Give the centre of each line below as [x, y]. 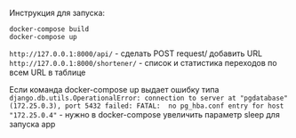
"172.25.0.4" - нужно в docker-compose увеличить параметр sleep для [144, 114]
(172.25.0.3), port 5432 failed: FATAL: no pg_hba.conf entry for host [147, 106]
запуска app [32, 124]
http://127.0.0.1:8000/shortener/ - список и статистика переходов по [143, 63]
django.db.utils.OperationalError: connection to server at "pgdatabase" [149, 98]
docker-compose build [49, 29]
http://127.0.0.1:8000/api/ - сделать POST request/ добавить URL [136, 53]
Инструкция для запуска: [57, 13]
